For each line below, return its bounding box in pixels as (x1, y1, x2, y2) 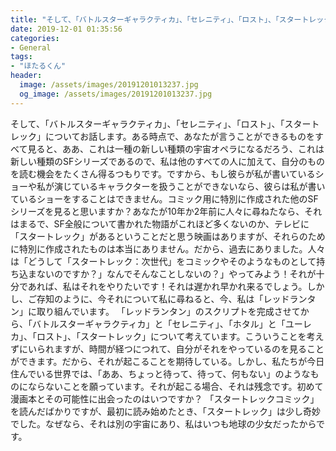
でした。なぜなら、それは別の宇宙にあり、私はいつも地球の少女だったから (10, 417, 317, 430)
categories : (10, 33, 60, 43)
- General (10, 42, 52, 53)
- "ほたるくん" (10, 61, 67, 71)
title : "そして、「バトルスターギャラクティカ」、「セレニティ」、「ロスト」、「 (10, 14, 280, 25)
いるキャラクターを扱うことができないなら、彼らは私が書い (79, 180, 326, 192)
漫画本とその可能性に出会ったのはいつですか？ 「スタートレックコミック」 (10, 392, 320, 405)
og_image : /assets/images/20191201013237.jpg (19, 89, 213, 99)
